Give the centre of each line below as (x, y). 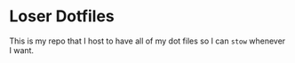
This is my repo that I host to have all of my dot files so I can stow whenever (147, 41)
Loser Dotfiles (62, 16)
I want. (21, 50)
